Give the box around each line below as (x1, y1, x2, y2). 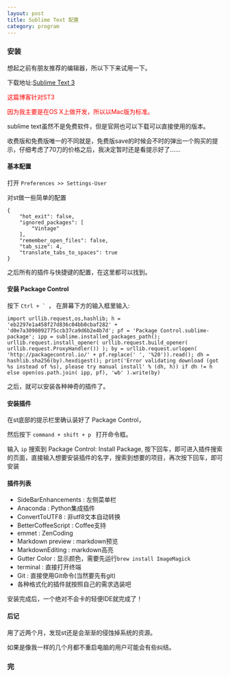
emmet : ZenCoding (16, 529, 73, 538)
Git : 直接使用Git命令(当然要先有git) (16, 571, 116, 580)
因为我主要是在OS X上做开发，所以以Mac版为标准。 (7, 107, 154, 115)
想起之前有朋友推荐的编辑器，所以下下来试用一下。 (7, 63, 151, 72)
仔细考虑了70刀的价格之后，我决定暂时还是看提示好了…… (18, 145, 181, 153)
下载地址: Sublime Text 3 (7, 78, 75, 87)
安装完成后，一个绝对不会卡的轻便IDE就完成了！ (7, 595, 143, 603)
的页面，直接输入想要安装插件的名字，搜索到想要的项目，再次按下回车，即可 (7, 454, 223, 462)
